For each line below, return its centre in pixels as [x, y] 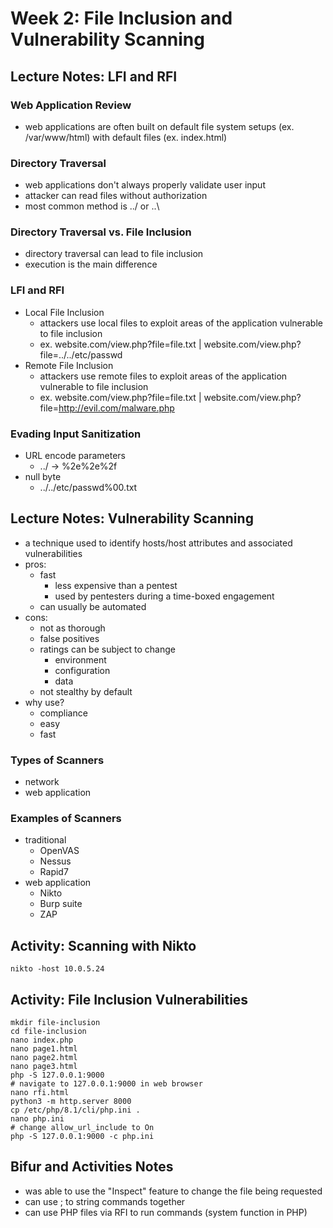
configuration [82, 670]
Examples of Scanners [66, 819]
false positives [69, 638]
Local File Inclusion [64, 312]
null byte [43, 477]
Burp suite [61, 904]
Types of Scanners [57, 760]
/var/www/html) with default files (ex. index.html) [126, 137]
